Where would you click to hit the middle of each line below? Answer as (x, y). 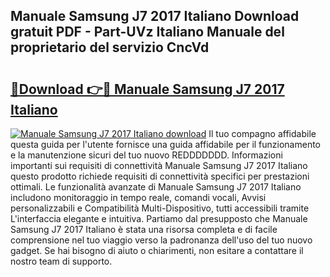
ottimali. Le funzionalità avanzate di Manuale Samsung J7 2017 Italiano (156, 187)
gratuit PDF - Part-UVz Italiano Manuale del (147, 32)
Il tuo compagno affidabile (262, 133)
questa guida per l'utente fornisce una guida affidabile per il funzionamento (166, 144)
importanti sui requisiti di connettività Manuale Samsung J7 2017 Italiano (159, 165)
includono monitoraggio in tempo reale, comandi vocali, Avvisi (138, 197)
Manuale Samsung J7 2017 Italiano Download (155, 16)
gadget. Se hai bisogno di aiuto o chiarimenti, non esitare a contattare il (157, 250)
